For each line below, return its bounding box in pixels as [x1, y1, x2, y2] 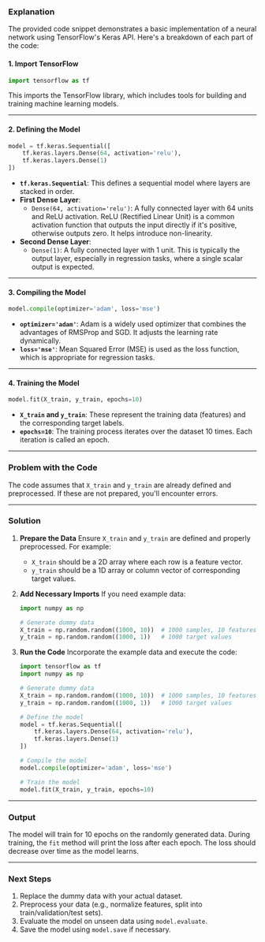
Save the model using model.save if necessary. [19, 925, 171, 934]
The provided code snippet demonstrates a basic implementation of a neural [8, 24, 257, 34]
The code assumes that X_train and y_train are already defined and [8, 480, 232, 490]
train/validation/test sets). [19, 908, 103, 918]
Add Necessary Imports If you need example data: [19, 589, 186, 598]
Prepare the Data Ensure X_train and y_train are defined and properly [19, 533, 251, 542]
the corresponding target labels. [19, 419, 125, 428]
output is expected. [31, 262, 95, 272]
